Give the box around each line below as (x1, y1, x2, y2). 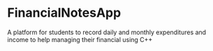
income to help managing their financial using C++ (7, 35, 153, 43)
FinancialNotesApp (7, 5, 122, 21)
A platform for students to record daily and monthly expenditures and (7, 28, 207, 36)
